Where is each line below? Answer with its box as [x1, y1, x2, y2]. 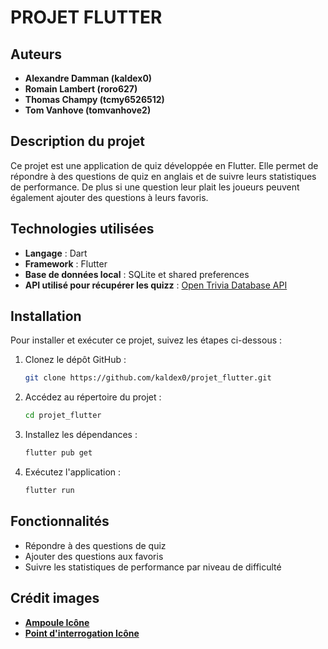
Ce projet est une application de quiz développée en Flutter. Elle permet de [10, 159, 319, 171]
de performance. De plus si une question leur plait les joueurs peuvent [10, 181, 300, 193]
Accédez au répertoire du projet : [24, 391, 162, 403]
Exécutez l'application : [24, 466, 122, 478]
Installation [10, 308, 82, 325]
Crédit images [10, 590, 100, 607]
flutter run [24, 486, 75, 496]
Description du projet [10, 133, 146, 150]
